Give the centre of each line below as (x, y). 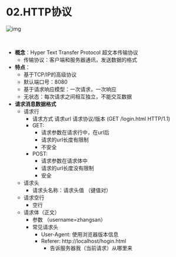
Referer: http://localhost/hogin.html (84, 241)
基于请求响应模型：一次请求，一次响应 (70, 89)
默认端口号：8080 (45, 82)
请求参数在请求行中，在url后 (75, 132)
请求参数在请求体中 (64, 160)
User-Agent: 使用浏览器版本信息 (80, 234)
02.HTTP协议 (39, 12)
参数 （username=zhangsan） (69, 219)
